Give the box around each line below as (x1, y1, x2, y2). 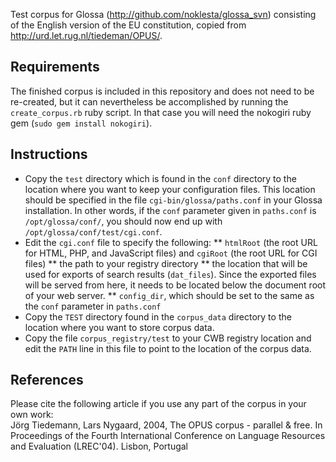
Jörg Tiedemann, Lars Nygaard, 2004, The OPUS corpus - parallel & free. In (10, 419, 323, 431)
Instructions (10, 146, 88, 163)
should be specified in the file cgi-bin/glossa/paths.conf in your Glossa (24, 194, 323, 206)
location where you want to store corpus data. (24, 321, 215, 333)
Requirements (10, 59, 100, 76)
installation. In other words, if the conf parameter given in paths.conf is (24, 204, 317, 216)
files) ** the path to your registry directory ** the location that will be (24, 257, 308, 269)
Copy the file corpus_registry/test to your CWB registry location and (24, 332, 312, 344)
